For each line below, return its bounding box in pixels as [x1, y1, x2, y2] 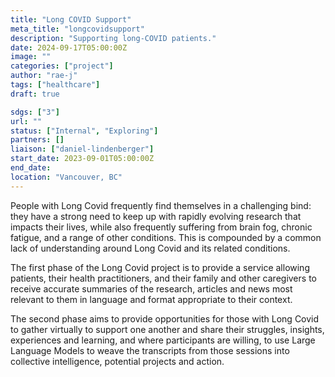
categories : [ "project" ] [10, 61, 114, 71]
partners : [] [10, 135, 65, 145]
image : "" [10, 52, 52, 62]
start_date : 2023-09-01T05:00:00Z [10, 154, 155, 164]
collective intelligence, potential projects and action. [10, 355, 225, 367]
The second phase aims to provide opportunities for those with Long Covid [10, 312, 320, 325]
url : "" [10, 116, 43, 126]
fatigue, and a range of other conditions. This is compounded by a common [10, 231, 322, 243]
